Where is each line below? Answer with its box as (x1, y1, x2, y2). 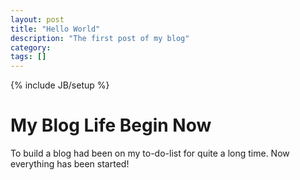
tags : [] (10, 52, 47, 62)
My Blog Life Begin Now (10, 114, 212, 137)
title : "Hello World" (10, 24, 101, 34)
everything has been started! (10, 158, 130, 170)
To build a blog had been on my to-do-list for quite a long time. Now (10, 147, 290, 160)
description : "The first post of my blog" (10, 33, 190, 43)
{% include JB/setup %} (10, 79, 110, 91)
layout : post (10, 14, 65, 25)
